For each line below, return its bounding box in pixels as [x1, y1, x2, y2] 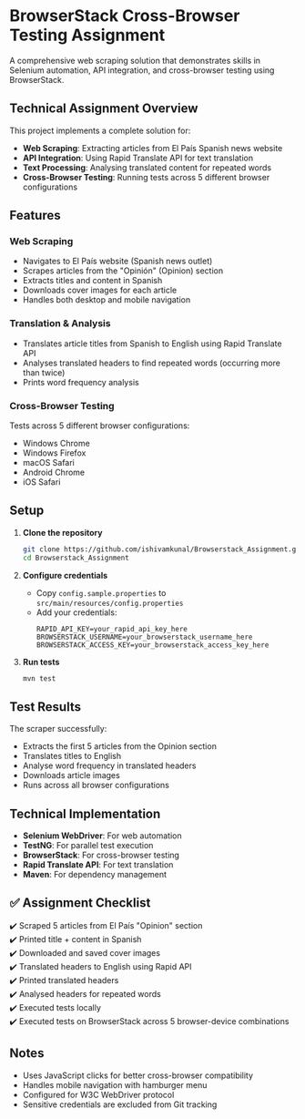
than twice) [22, 366, 66, 378]
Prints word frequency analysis [22, 376, 139, 387]
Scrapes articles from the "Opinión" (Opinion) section [22, 265, 224, 276]
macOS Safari [22, 457, 76, 468]
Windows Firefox [22, 447, 86, 458]
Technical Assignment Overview [9, 101, 198, 117]
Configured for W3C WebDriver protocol [22, 1089, 175, 1100]
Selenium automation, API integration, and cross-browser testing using [9, 65, 275, 76]
